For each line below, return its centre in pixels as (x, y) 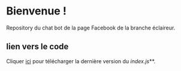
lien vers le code (37, 47)
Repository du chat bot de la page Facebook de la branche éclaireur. (91, 28)
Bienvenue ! (37, 11)
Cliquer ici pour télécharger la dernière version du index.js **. (81, 61)
